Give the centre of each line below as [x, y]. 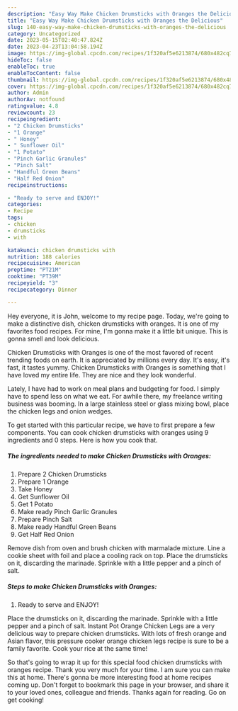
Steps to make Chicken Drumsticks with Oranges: [82, 587]
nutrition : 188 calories [44, 257]
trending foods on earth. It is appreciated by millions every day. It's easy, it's [119, 360]
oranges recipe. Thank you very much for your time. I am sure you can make [119, 669]
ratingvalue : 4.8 [33, 106]
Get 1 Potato [35, 504]
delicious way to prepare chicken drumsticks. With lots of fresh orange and [117, 633]
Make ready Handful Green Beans [67, 527]
